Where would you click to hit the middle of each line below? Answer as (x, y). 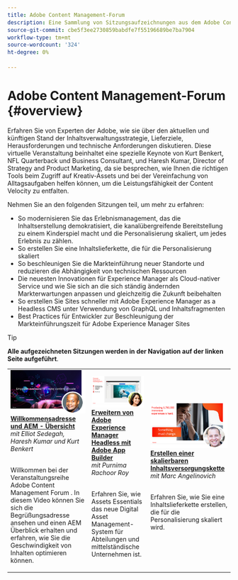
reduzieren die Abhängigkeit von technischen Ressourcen (102, 271)
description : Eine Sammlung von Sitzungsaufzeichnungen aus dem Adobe (114, 22)
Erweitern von (113, 412)
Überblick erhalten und (44, 530)
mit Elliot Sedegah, (38, 434)
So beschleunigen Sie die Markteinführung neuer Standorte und (111, 263)
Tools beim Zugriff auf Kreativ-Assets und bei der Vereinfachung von (108, 175)
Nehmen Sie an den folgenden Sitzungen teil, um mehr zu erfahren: (106, 204)
